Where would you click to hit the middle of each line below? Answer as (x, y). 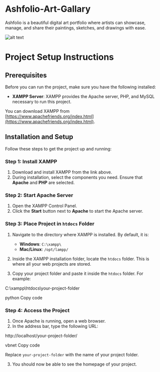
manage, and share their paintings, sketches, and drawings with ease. (76, 27)
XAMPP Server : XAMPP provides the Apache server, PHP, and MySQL (83, 96)
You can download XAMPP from (37, 111)
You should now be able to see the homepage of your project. (74, 364)
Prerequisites (26, 75)
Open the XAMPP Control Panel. (45, 206)
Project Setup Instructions (59, 57)
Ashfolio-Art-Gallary (48, 9)
